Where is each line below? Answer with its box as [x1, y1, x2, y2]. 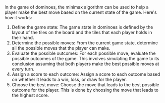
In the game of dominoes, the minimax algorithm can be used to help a [4, 4, 149, 10]
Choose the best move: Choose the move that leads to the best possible [11, 82, 160, 88]
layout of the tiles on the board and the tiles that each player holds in [11, 30, 152, 35]
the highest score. [11, 92, 49, 98]
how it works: [4, 15, 32, 20]
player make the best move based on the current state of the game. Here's [4, 9, 157, 15]
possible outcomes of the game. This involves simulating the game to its [11, 56, 160, 61]
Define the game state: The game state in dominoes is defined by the [11, 24, 153, 30]
